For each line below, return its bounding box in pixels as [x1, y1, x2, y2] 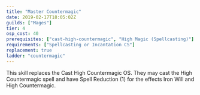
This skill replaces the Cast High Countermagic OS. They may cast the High [6, 69, 193, 76]
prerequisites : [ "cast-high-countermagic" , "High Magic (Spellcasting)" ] [6, 36, 195, 42]
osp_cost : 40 [6, 31, 39, 37]
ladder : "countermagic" [6, 53, 66, 59]
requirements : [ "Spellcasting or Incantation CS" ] [6, 42, 135, 48]
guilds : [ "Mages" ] [6, 20, 52, 26]
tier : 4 [6, 25, 26, 31]
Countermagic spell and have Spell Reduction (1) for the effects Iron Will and [6, 75, 195, 83]
